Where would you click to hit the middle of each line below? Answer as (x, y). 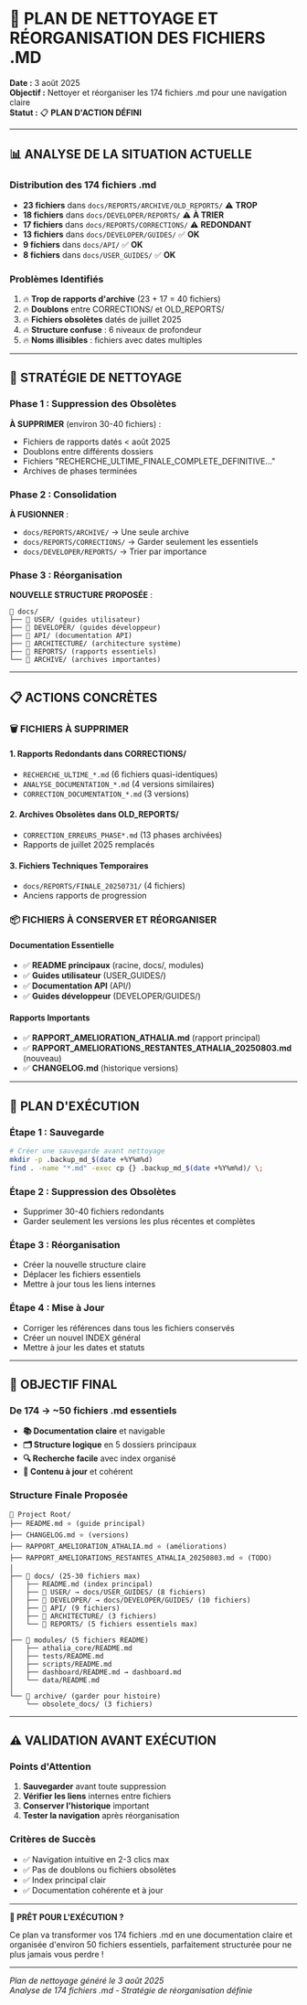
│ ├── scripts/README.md (61, 1664)
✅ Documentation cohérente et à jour (93, 1890)
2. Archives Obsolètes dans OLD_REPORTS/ (95, 815)
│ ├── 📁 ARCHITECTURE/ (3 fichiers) (83, 1616)
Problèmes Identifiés (57, 279)
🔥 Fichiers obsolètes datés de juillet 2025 (102, 319)
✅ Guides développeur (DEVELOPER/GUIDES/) (111, 997)
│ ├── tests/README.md (57, 1656)
